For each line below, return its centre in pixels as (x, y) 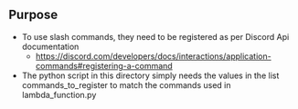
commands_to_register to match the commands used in (126, 84)
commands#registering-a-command (104, 65)
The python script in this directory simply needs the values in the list (150, 75)
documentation (50, 46)
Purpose (33, 15)
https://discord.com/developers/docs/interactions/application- (153, 56)
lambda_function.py (59, 94)
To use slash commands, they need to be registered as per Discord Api (155, 36)
